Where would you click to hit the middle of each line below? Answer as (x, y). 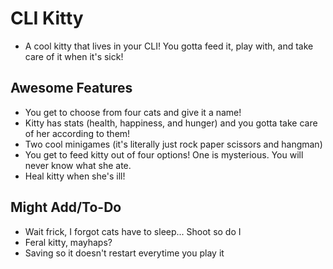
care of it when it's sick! (74, 56)
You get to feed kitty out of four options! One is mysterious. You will (164, 154)
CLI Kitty (47, 18)
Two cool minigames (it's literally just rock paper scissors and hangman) (173, 144)
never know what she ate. (78, 165)
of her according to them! (77, 133)
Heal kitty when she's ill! (75, 176)
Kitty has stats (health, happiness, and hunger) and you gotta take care (171, 123)
